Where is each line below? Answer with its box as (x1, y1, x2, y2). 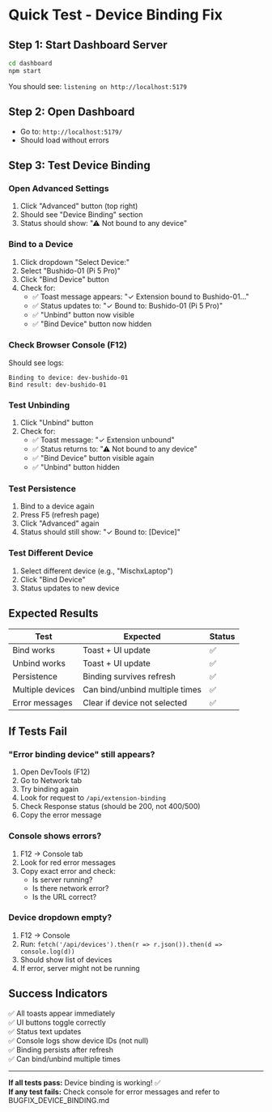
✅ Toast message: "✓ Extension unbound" (32, 435, 175, 445)
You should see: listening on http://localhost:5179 (8, 81, 188, 91)
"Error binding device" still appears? (8, 748, 155, 760)
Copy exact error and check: (19, 866, 116, 876)
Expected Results (8, 607, 99, 620)
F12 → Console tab (19, 849, 83, 858)
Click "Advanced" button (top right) (19, 201, 138, 211)
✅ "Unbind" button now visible (32, 309, 135, 319)
